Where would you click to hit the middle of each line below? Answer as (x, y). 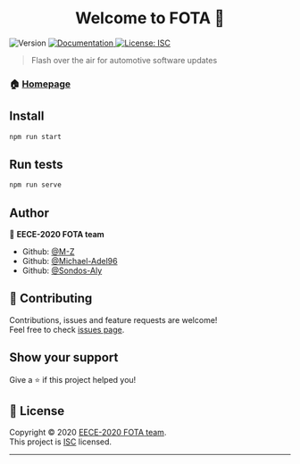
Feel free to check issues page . (67, 329)
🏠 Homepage (40, 84)
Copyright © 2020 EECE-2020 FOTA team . (88, 433)
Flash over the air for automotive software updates (124, 60)
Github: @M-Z (48, 252)
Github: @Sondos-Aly (62, 270)
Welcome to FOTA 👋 (150, 18)
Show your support (64, 357)
